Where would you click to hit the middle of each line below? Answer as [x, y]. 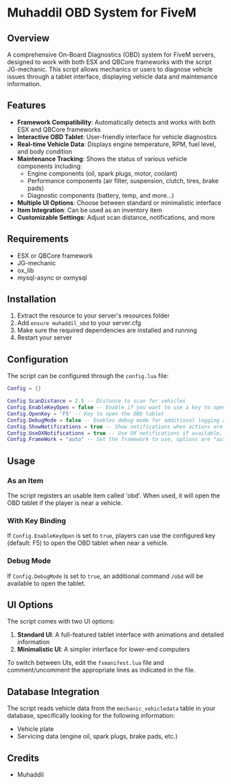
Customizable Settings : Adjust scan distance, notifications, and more [116, 217]
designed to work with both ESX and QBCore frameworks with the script [109, 62]
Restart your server [44, 338]
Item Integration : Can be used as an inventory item [90, 210]
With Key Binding [37, 520]
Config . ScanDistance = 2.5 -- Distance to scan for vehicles [97, 401]
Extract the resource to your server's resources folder [93, 316]
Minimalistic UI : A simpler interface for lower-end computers [103, 650]
